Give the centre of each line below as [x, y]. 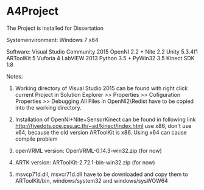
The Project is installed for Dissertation [55, 28]
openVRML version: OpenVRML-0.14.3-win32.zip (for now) [89, 150]
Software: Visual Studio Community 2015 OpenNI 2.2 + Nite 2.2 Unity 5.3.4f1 [102, 51]
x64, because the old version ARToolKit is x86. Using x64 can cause [101, 132]
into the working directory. [48, 107]
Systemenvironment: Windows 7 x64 [52, 40]
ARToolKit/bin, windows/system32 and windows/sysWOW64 [92, 180]
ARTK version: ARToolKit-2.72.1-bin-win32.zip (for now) [85, 162]
